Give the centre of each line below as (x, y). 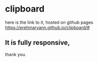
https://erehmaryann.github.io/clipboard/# (48, 27)
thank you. (16, 54)
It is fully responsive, (38, 43)
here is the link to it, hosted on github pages (49, 22)
